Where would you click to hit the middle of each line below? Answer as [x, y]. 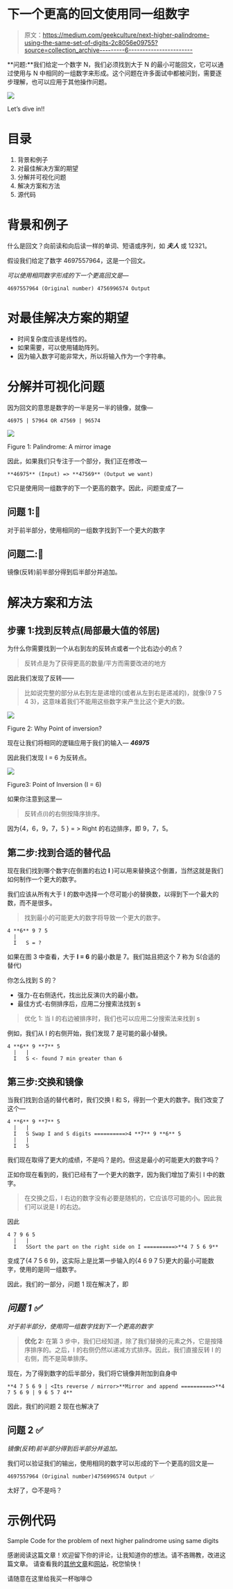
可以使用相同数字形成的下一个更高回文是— [68, 275]
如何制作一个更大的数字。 [44, 879]
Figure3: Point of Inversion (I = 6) [54, 785]
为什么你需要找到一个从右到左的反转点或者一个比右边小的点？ [95, 648]
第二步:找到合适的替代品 [59, 853]
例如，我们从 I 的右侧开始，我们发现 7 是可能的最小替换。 [89, 1033]
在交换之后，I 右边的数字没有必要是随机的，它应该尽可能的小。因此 [120, 1198]
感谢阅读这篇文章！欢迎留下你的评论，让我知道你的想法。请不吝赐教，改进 [113, 1555]
